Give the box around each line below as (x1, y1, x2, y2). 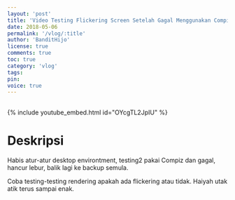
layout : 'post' (7, 10, 52, 18)
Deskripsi (7, 133, 64, 149)
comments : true (7, 50, 52, 57)
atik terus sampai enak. (7, 185, 75, 193)
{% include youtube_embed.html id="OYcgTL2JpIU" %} (7, 108, 168, 116)
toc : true (7, 56, 36, 63)
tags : (7, 69, 23, 76)
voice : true (7, 82, 42, 89)
